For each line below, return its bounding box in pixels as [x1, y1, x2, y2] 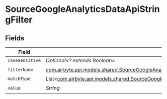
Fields [5, 34, 25, 42]
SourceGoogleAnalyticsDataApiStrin [5, 3, 160, 15]
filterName [7, 67, 33, 73]
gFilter [5, 14, 33, 25]
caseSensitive [7, 58, 41, 63]
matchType [7, 76, 31, 82]
